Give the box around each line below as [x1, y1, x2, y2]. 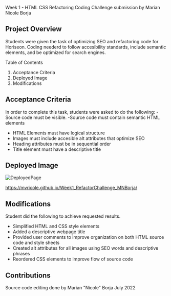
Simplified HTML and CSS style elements [12, 223, 100, 230]
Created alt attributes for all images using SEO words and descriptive [12, 245, 159, 251]
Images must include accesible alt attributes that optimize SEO [12, 135, 145, 141]
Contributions [5, 271, 51, 280]
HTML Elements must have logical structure [12, 130, 105, 136]
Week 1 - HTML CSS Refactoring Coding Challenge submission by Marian [5, 5, 160, 10]
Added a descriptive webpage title [12, 229, 85, 235]
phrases [12, 251, 30, 257]
